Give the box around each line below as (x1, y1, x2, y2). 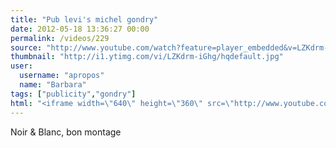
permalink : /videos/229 (10, 33, 110, 43)
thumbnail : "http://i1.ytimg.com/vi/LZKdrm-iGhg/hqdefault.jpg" (10, 52, 284, 62)
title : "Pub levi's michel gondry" (10, 14, 159, 25)
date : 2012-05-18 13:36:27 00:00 (10, 24, 150, 34)
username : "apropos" (19, 71, 105, 81)
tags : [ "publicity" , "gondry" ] (10, 89, 137, 99)
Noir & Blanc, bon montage (10, 126, 122, 138)
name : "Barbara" (19, 80, 87, 90)
